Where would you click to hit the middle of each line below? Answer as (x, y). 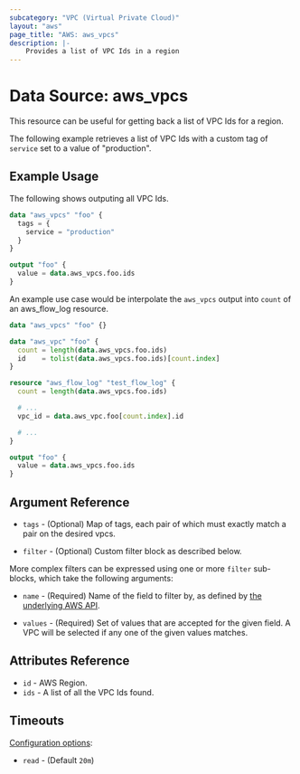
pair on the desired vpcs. (69, 533)
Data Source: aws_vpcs (98, 96)
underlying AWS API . (61, 605)
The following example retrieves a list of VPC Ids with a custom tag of (139, 139)
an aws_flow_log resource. (59, 308)
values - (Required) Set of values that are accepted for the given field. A (156, 623)
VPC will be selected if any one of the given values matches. (135, 632)
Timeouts (37, 721)
